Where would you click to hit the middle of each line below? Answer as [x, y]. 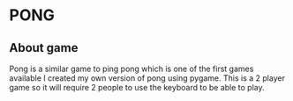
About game [44, 48]
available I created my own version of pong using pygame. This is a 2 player [147, 78]
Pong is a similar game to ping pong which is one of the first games [131, 69]
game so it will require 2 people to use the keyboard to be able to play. [137, 87]
